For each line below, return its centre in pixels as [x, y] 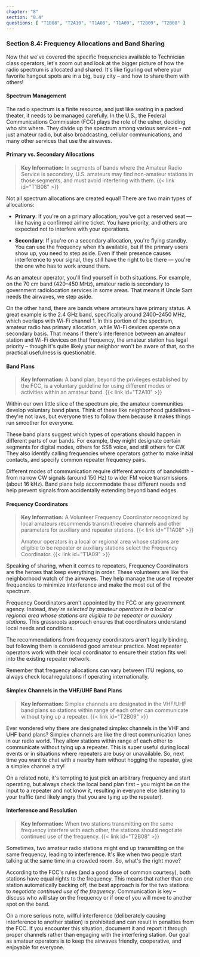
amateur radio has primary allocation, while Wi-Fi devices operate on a [93, 327]
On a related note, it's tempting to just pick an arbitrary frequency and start [99, 778]
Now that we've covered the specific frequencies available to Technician [96, 57]
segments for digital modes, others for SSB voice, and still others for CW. [96, 447]
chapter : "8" [22, 12]
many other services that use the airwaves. [59, 140]
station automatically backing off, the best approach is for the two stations [98, 885]
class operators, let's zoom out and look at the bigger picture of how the [95, 63]
